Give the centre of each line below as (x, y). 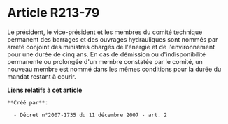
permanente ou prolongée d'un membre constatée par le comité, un (105, 61)
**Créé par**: (28, 102)
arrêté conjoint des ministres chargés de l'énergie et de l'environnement (111, 47)
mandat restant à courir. (42, 76)
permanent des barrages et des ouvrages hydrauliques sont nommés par (113, 39)
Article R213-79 (54, 13)
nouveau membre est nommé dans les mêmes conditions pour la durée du (114, 69)
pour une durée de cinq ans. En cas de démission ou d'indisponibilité (107, 54)
